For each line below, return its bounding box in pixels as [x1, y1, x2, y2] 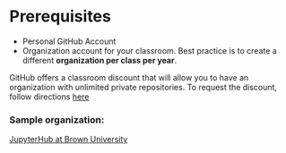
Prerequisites [9, 6, 112, 27]
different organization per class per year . [22, 55, 178, 65]
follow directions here [9, 91, 90, 102]
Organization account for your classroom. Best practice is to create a [22, 45, 278, 55]
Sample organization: [9, 114, 105, 126]
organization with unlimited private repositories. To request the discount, [9, 81, 278, 92]
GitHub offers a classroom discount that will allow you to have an [9, 72, 249, 82]
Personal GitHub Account [22, 36, 117, 47]
